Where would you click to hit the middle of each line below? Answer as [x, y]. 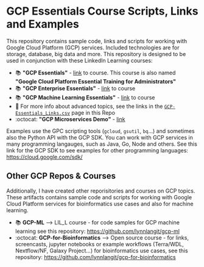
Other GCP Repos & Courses [61, 176]
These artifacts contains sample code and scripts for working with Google [99, 197]
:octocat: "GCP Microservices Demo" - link [70, 119]
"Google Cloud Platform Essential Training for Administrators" [96, 81]
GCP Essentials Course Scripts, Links [102, 11]
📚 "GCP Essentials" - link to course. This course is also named [95, 73]
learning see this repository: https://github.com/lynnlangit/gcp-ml [97, 231]
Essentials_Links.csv [42, 113]
